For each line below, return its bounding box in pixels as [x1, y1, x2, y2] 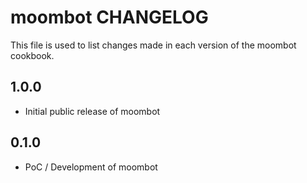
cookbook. [10, 49, 55, 61]
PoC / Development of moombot [24, 161, 158, 173]
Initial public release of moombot [24, 105, 161, 117]
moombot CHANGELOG [10, 6, 209, 29]
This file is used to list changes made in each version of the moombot [10, 39, 297, 51]
